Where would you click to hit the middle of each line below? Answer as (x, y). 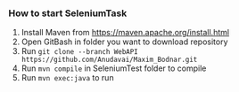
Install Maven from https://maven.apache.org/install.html (125, 33)
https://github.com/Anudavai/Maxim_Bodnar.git (109, 60)
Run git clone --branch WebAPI (80, 51)
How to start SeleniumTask (68, 13)
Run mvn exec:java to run (67, 78)
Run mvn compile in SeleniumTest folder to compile (114, 68)
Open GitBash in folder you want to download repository (124, 42)
